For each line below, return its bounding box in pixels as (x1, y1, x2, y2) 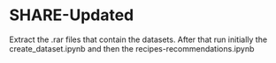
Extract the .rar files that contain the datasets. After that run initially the (9, 34, 268, 45)
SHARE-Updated (9, 5, 134, 25)
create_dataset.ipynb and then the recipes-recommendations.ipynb (9, 43, 255, 53)
